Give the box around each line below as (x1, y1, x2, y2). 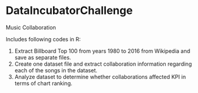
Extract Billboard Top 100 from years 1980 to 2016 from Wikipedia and (14, 47, 191, 55)
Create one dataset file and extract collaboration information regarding (14, 60, 193, 67)
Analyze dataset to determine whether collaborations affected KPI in (14, 73, 186, 80)
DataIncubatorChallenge (5, 4, 133, 18)
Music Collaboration (5, 24, 56, 31)
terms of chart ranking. (14, 80, 72, 87)
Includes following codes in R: (5, 35, 81, 43)
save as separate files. (14, 53, 71, 61)
